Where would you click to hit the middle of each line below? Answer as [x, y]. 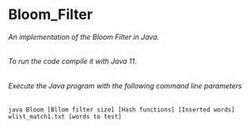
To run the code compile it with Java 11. [72, 62]
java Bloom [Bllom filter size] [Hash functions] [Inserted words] [122, 109]
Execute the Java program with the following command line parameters [125, 86]
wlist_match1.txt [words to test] [65, 116]
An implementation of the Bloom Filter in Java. [84, 36]
